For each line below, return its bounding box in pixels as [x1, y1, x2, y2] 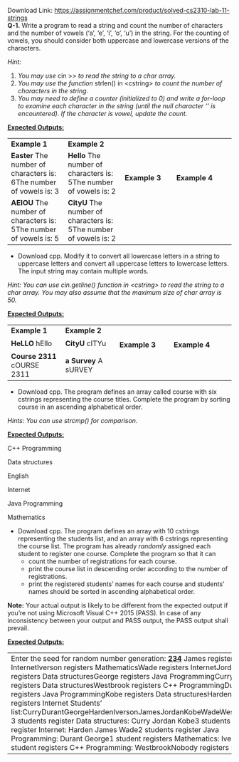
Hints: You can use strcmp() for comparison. [7, 417, 138, 424]
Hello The [67, 151, 101, 160]
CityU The [67, 198, 103, 207]
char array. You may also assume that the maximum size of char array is [7, 288, 222, 296]
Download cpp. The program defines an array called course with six [17, 387, 217, 396]
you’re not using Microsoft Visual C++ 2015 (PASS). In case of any [7, 609, 201, 617]
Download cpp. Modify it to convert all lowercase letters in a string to [17, 252, 221, 260]
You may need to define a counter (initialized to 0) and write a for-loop [17, 94, 225, 103]
